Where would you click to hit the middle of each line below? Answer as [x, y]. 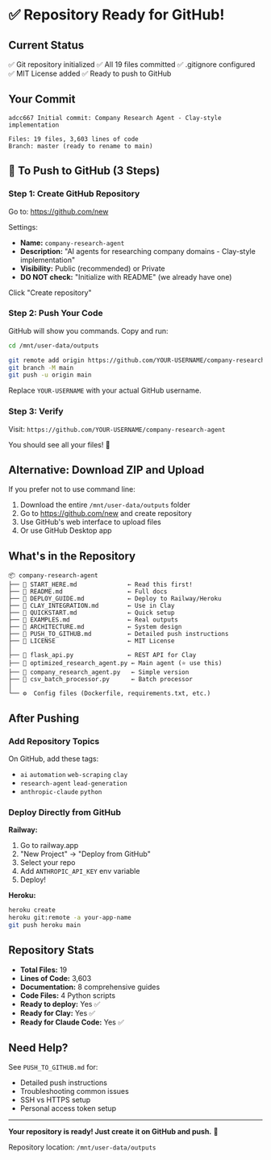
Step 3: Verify [36, 411]
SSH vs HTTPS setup [55, 1100]
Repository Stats [51, 950]
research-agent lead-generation [73, 784]
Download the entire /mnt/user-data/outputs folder [105, 505]
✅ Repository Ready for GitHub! [117, 15]
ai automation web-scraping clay [74, 775]
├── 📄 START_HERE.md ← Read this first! [101, 585]
